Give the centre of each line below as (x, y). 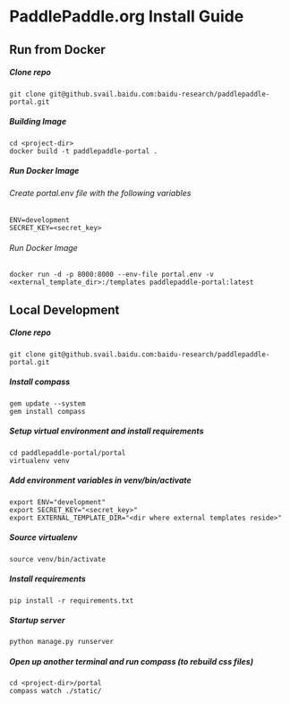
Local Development (64, 309)
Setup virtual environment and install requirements (107, 431)
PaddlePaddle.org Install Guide (127, 17)
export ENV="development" (57, 502)
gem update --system (48, 404)
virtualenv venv (39, 460)
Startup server (37, 621)
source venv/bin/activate (57, 559)
